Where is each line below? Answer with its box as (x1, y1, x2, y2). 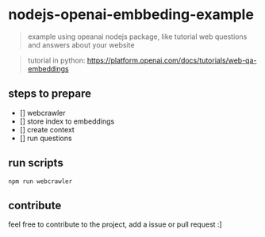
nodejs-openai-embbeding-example (8, 6, 254, 24)
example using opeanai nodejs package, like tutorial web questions (27, 32, 248, 41)
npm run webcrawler (8, 177, 73, 185)
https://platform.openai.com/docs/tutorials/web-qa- (86, 55, 257, 65)
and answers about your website (27, 40, 135, 49)
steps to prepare (8, 87, 92, 101)
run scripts (8, 156, 63, 170)
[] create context (19, 124, 75, 134)
